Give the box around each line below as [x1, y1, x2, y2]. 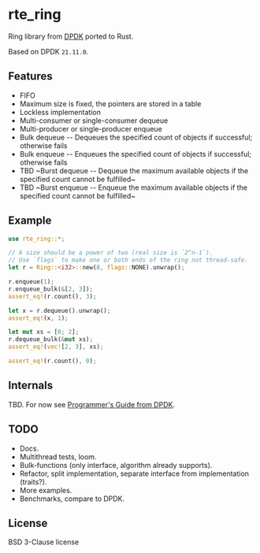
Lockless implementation [19, 107, 101, 117]
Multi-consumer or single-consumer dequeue [19, 116, 169, 125]
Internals [8, 379, 54, 392]
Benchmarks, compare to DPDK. [19, 494, 125, 503]
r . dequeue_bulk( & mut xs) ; [8, 336, 93, 343]
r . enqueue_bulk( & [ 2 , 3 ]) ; [8, 285, 93, 293]
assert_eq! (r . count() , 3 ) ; [8, 292, 97, 300]
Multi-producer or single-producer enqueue [19, 124, 163, 133]
